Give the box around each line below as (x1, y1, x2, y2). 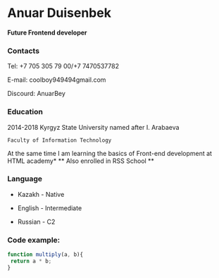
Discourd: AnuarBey (7, 90, 65, 98)
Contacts (7, 46, 40, 56)
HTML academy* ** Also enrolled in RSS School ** (7, 157, 155, 165)
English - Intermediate (17, 203, 82, 212)
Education (7, 107, 44, 117)
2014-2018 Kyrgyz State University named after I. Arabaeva (7, 123, 180, 131)
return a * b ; (10, 258, 52, 265)
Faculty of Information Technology (7, 136, 112, 144)
